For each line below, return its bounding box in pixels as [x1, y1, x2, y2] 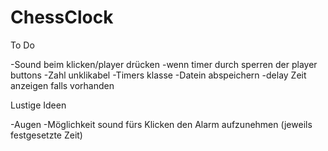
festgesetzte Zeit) [10, 129, 83, 141]
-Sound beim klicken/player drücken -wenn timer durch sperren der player [10, 58, 318, 70]
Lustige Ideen [10, 99, 67, 111]
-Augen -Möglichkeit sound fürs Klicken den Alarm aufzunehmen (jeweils [10, 118, 313, 130]
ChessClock [10, 6, 114, 29]
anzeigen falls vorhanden [10, 79, 115, 91]
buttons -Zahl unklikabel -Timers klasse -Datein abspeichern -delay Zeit [10, 69, 307, 81]
